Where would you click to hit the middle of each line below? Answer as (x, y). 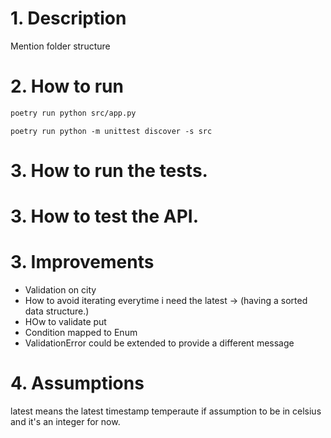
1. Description (68, 18)
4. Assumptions (77, 383)
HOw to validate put (65, 322)
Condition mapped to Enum (81, 333)
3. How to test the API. (105, 216)
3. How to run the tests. (109, 170)
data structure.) (57, 311)
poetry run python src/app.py (73, 113)
